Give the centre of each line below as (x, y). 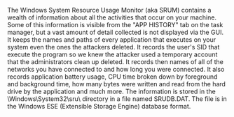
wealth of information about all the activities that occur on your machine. (112, 17)
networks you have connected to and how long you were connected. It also (116, 69)
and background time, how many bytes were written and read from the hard (117, 84)
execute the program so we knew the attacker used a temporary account (112, 54)
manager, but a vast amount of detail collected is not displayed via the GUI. (116, 32)
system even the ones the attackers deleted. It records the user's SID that (113, 47)
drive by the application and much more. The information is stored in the (111, 91)
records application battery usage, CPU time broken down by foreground (112, 77)
